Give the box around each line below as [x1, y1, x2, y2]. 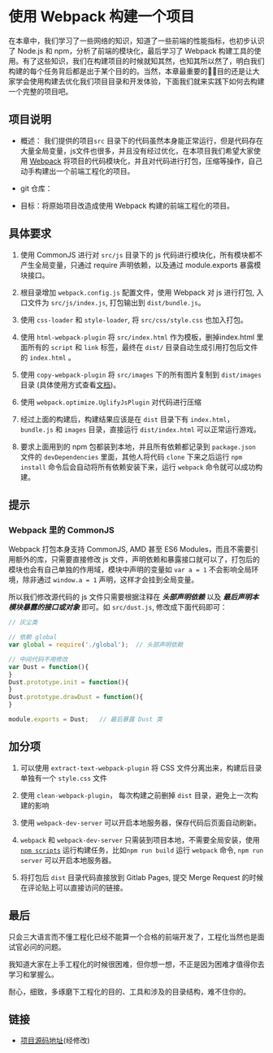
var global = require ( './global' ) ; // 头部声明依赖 [8, 641, 184, 649]
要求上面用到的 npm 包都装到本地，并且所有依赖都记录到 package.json [19, 442, 256, 451]
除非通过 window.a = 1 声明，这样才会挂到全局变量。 [22, 575, 199, 585]
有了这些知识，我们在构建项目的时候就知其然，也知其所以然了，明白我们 [22, 56, 265, 66]
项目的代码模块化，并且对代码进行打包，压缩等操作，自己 [70, 156, 262, 166]
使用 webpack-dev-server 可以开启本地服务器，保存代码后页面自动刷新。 [19, 818, 262, 827]
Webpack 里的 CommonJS [8, 524, 115, 536]
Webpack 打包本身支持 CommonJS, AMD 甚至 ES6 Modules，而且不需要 [8, 545, 252, 555]
